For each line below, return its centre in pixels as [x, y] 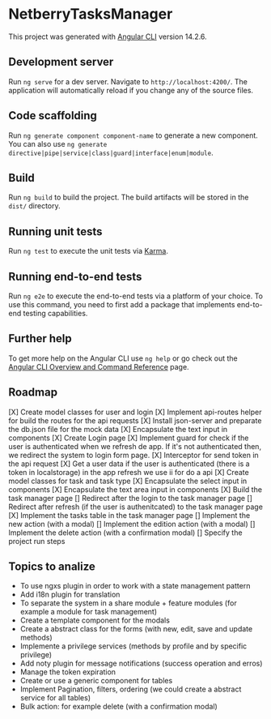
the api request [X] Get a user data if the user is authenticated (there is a [129, 464]
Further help [40, 338]
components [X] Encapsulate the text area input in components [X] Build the [135, 489]
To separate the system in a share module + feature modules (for [128, 603]
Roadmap [33, 393]
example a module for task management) [89, 612]
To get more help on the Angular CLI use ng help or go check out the [123, 358]
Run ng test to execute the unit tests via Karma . [88, 251]
